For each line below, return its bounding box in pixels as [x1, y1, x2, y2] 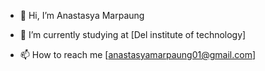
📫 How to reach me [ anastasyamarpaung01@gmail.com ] [19, 49, 257, 60]
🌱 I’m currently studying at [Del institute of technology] [19, 29, 247, 40]
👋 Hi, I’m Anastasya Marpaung [19, 10, 145, 21]
